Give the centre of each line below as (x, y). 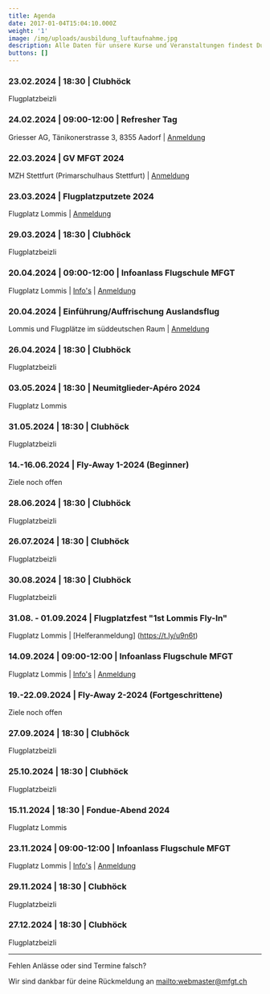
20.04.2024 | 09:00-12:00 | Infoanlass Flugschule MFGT (122, 273)
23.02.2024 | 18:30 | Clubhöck (70, 81)
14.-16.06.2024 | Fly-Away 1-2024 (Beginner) (99, 465)
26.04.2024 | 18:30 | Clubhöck (70, 349)
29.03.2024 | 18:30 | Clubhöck (70, 235)
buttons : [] (28, 53)
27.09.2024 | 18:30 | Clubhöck (69, 733)
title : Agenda (32, 16)
